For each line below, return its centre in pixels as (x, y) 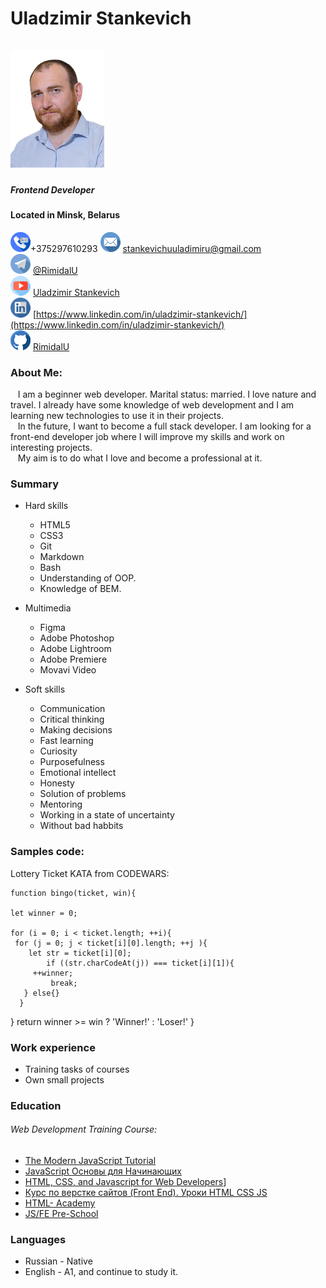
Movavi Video (68, 670)
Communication (72, 709)
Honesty (57, 783)
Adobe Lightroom (75, 649)
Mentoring (61, 804)
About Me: (36, 372)
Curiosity (58, 751)
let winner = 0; (44, 913)
